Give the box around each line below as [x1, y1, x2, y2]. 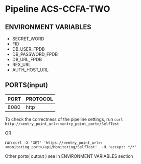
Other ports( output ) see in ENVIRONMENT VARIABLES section [5, 153, 133, 159]
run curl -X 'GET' [5, 139, 42, 145]
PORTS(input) [5, 81, 48, 89]
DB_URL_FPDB [12, 57, 42, 62]
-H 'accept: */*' [101, 144, 137, 149]
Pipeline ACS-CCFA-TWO [5, 3, 110, 15]
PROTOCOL [25, 95, 53, 102]
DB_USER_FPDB [12, 46, 45, 52]
